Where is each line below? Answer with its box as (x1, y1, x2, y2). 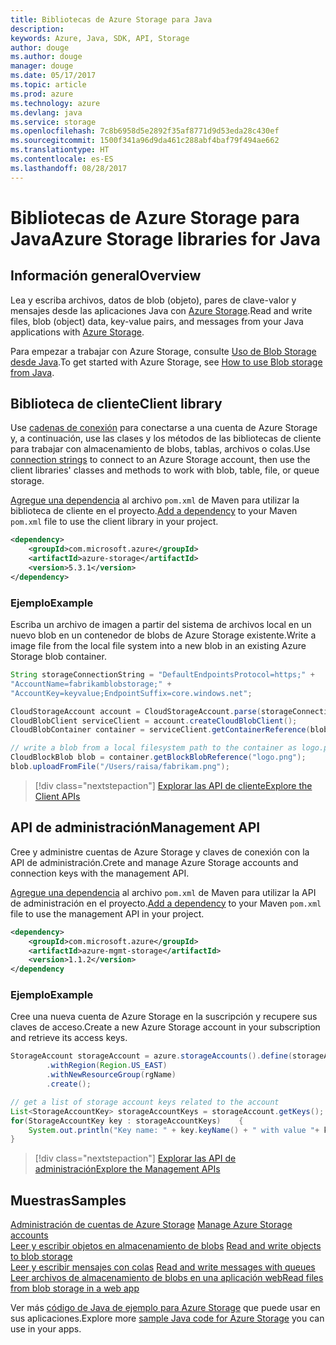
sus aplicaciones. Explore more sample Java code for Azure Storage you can (10, 1312, 325, 1325)
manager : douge (10, 61, 74, 71)
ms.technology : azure (10, 98, 101, 108)
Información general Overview (10, 267, 202, 285)
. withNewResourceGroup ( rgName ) (46, 1070, 177, 1080)
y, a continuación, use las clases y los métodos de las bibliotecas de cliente (10, 432, 322, 445)
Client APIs (34, 790, 81, 802)
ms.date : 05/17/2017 (10, 71, 97, 81)
